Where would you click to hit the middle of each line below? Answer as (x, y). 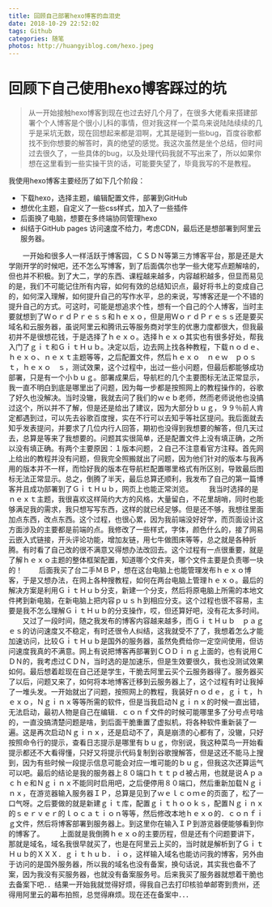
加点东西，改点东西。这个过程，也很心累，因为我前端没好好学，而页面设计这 (136, 519)
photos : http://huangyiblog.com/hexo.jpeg (81, 46)
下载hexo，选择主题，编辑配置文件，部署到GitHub (104, 198)
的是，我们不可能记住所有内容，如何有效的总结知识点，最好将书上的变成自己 (136, 286)
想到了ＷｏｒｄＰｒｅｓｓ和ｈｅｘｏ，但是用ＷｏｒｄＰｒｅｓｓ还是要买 (143, 316)
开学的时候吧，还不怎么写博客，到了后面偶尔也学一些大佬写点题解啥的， (143, 266)
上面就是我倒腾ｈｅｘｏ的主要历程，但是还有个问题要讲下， (159, 834)
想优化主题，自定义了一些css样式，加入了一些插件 (104, 208)
